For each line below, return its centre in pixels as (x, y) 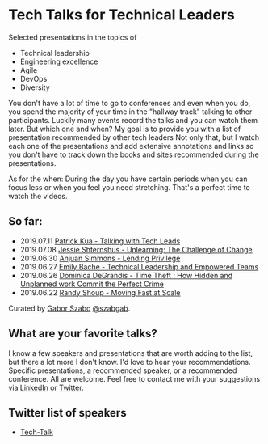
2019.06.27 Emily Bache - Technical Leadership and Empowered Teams (139, 266)
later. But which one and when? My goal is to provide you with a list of (125, 129)
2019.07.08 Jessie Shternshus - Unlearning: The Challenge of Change (136, 249)
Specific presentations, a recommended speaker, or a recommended (123, 370)
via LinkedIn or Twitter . (46, 387)
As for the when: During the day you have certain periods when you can (128, 179)
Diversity (35, 87)
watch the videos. (38, 196)
